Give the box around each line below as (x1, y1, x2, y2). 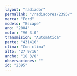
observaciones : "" (5, 58, 43, 63)
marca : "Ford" (5, 16, 35, 21)
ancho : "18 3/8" (5, 53, 39, 59)
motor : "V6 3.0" (5, 30, 39, 35)
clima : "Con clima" (5, 44, 46, 49)
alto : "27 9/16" (5, 49, 39, 54)
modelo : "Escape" (5, 21, 41, 26)
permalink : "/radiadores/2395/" (5, 12, 72, 17)
